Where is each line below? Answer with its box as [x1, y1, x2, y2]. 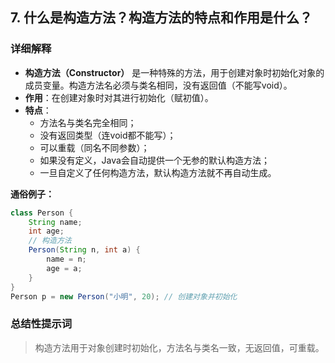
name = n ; [46, 254, 87, 265]
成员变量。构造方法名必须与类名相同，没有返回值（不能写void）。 [24, 79, 293, 91]
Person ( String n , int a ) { [28, 245, 141, 255]
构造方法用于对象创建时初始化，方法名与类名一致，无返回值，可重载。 [34, 341, 325, 353]
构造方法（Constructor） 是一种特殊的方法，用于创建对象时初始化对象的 [24, 66, 325, 78]
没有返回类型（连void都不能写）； [39, 129, 177, 141]
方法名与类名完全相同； [39, 116, 137, 128]
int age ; [28, 226, 65, 237]
